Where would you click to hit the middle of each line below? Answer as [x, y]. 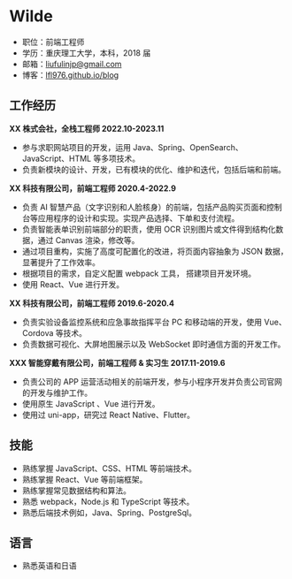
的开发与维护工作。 [57, 392]
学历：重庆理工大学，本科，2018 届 [86, 53]
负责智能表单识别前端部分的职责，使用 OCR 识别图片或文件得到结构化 [149, 229]
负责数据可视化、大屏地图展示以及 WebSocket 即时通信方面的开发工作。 [154, 344]
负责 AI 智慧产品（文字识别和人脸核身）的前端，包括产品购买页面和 [144, 207]
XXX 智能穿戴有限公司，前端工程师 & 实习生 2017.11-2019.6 [117, 362]
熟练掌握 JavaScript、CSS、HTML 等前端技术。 [109, 468]
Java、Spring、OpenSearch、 [188, 147]
